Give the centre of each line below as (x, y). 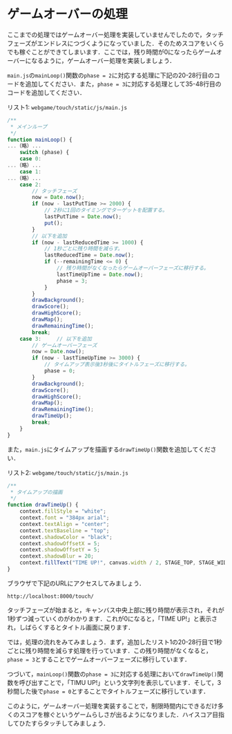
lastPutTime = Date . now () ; (83, 217)
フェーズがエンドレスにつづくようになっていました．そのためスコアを (107, 43)
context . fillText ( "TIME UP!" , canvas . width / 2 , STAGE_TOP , (108, 563)
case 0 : (30, 159)
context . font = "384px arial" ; (65, 518)
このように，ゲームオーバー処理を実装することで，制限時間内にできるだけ (113, 706)
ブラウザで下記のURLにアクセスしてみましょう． (76, 583)
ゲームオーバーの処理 (67, 14)
